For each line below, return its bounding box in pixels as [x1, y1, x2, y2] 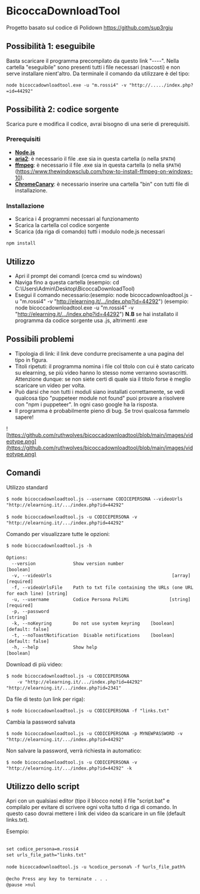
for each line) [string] [6, 590, 68, 596]
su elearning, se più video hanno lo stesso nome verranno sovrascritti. [14, 369, 188, 376]
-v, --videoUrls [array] [11, 572, 191, 578]
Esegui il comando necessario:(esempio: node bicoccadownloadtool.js [14, 291, 189, 298]
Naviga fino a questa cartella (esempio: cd [14, 278, 119, 286]
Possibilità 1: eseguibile [6, 41, 96, 51]
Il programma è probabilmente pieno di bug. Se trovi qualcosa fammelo [14, 407, 190, 414]
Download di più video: [6, 660, 63, 668]
